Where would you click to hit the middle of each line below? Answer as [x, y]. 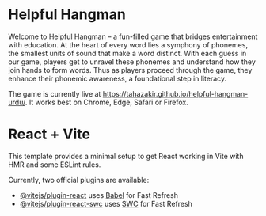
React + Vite [49, 134]
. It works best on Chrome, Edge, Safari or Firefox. [106, 102]
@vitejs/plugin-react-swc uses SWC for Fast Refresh [106, 203]
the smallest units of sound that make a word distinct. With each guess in [127, 53]
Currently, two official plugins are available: [79, 180]
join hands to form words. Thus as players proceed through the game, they [130, 70]
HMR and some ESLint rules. [55, 165]
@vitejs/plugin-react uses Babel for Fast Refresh [99, 195]
